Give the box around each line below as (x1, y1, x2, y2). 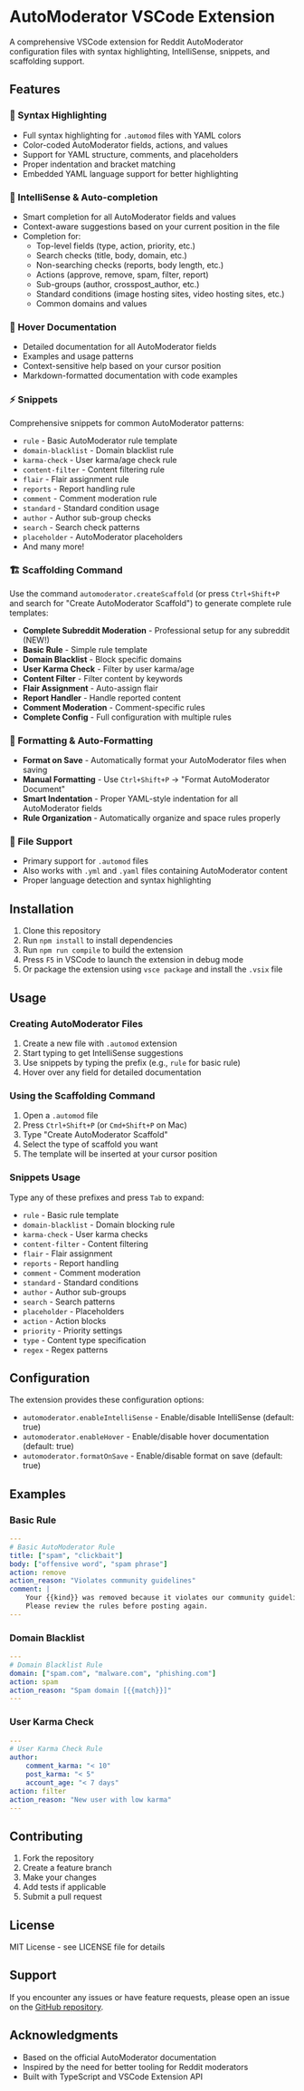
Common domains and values (35, 297, 147, 309)
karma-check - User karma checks (22, 1228, 148, 1239)
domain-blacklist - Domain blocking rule (22, 1219, 176, 1230)
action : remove (9, 1568, 67, 1577)
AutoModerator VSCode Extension (9, 6, 276, 27)
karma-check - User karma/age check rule (22, 454, 177, 465)
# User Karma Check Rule (9, 1745, 103, 1754)
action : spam (9, 1677, 59, 1687)
